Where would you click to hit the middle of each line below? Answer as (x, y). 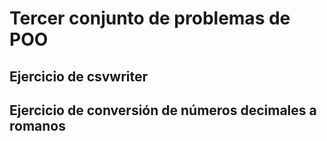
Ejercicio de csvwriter (79, 76)
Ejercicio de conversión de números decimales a (163, 110)
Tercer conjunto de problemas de (150, 18)
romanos (37, 125)
